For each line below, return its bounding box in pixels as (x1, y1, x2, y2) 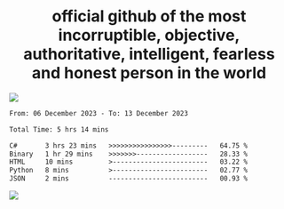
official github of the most (51, 6, 247, 27)
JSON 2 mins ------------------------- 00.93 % (9, 174, 248, 183)
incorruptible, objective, (58, 25, 241, 45)
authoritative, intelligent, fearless (23, 44, 275, 64)
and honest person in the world (31, 63, 267, 84)
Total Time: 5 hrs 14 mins (9, 125, 109, 134)
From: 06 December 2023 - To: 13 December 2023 (9, 109, 189, 117)
